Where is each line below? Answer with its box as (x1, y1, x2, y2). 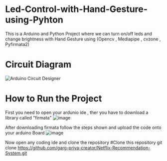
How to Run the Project (5, 93, 102, 104)
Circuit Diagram (5, 59, 71, 70)
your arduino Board (5, 129, 45, 135)
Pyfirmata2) (5, 41, 30, 47)
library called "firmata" (5, 114, 52, 120)
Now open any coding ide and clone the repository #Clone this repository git (5, 139, 163, 145)
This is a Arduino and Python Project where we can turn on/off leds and (5, 30, 152, 36)
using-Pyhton (5, 14, 64, 25)
